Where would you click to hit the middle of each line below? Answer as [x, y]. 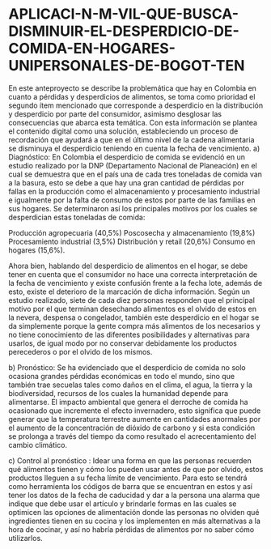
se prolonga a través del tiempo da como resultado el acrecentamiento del [132, 436]
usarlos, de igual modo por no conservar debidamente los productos [123, 343]
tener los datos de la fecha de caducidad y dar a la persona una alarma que [134, 495]
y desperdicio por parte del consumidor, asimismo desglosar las [115, 113]
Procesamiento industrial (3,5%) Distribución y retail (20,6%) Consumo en [132, 241]
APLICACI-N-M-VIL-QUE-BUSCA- [123, 14]
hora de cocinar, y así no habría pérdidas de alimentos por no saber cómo [131, 529]
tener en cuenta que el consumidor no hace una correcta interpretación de [133, 274]
